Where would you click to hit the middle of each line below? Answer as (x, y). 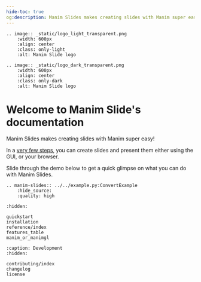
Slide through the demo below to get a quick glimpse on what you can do (96, 168)
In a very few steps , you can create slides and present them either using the (100, 151)
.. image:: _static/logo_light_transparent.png (67, 33)
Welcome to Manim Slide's (74, 110)
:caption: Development (34, 249)
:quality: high (36, 196)
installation (22, 222)
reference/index (26, 228)
